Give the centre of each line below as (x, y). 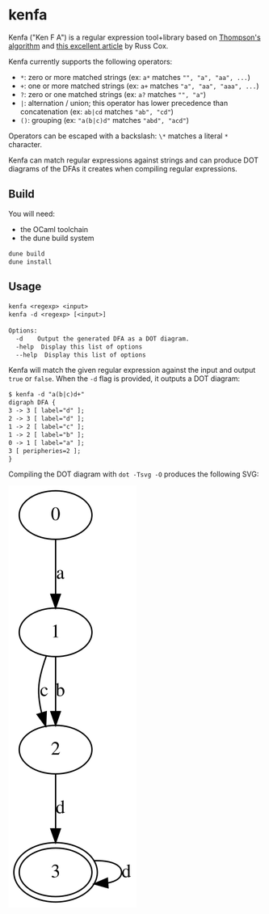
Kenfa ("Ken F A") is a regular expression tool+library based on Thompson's (134, 37)
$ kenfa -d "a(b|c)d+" (46, 394)
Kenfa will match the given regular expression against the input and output (132, 370)
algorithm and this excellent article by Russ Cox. (88, 45)
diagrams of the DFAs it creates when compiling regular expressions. (123, 168)
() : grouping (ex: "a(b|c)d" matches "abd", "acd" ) (105, 120)
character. (25, 144)
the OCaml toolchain (54, 229)
